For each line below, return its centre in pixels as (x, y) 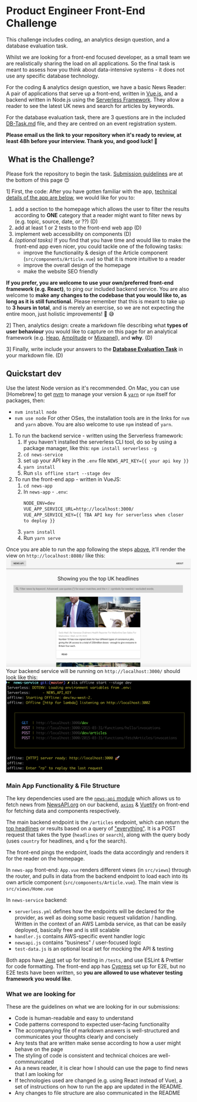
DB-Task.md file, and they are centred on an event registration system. (91, 123)
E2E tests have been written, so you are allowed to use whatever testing (94, 973)
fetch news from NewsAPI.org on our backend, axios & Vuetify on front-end (98, 804)
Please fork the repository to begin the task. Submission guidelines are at (94, 174)
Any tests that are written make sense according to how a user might (98, 1043)
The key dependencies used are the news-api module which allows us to (93, 799)
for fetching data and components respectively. (63, 811)
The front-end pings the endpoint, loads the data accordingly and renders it (97, 853)
